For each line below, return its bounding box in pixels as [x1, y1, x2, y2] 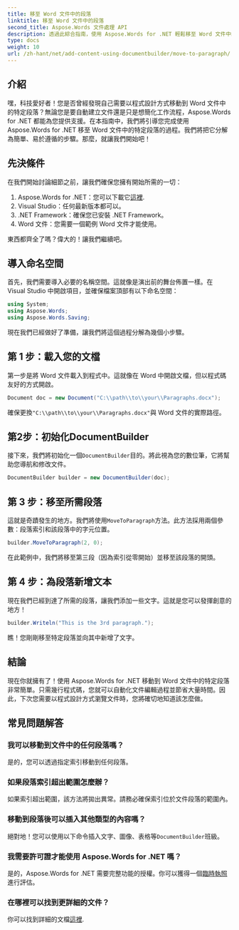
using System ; [7, 301, 50, 308]
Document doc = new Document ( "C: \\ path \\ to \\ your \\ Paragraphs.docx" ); [7, 394, 221, 402]
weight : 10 [7, 44, 40, 51]
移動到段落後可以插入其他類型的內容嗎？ [7, 814, 146, 824]
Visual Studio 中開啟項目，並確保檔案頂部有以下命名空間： [7, 287, 179, 295]
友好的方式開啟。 [7, 379, 58, 389]
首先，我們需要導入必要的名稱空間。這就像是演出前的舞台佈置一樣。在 [7, 277, 213, 286]
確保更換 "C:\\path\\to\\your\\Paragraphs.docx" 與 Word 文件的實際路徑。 [7, 408, 225, 417]
